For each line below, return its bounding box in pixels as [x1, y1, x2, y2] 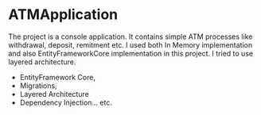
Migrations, [19, 81, 57, 90]
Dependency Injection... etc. [19, 98, 113, 107]
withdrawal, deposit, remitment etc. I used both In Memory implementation [8, 40, 253, 49]
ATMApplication [8, 6, 119, 24]
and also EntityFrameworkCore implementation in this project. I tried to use [8, 48, 253, 58]
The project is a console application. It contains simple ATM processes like [8, 32, 253, 41]
